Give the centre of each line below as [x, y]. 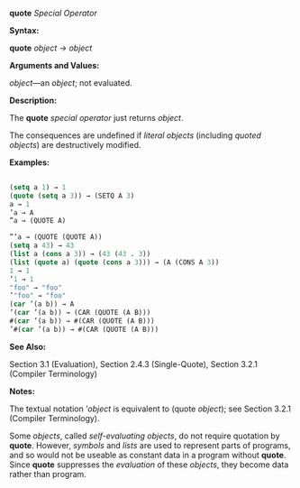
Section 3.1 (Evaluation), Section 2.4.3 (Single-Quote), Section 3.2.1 [134, 364]
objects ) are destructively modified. [75, 145]
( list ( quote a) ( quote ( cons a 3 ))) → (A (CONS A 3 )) [114, 262]
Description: [33, 100]
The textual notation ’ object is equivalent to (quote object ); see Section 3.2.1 [150, 409]
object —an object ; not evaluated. [71, 83]
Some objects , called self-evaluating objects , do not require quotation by [145, 436]
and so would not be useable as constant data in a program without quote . [148, 455]
